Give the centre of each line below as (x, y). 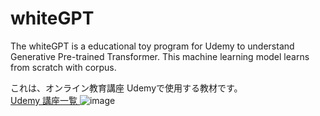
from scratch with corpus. (63, 67)
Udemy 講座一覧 (44, 100)
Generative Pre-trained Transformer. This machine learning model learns (160, 56)
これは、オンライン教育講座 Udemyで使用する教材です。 (126, 88)
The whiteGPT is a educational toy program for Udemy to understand (152, 46)
